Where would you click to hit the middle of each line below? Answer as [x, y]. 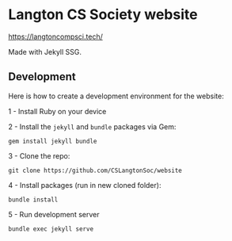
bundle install [33, 200]
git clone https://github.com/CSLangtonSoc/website [95, 170]
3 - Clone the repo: [39, 155]
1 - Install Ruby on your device [57, 111]
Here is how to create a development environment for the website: [116, 96]
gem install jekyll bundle [53, 141]
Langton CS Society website [103, 15]
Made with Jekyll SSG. [45, 52]
